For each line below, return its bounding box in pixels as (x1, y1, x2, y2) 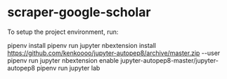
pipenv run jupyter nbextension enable (7, 56, 119, 64)
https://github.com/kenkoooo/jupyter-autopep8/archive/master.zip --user (7, 49, 221, 57)
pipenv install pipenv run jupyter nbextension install (7, 41, 157, 49)
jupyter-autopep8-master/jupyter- (120, 56, 219, 64)
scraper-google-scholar (7, 4, 151, 20)
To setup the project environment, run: (7, 28, 119, 36)
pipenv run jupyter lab (36, 63, 100, 72)
